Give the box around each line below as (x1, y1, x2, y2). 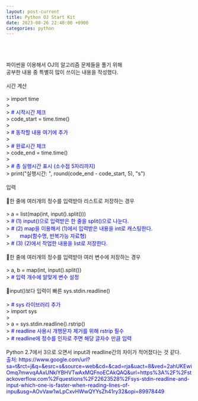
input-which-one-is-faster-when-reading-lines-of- (6, 381, 130, 389)
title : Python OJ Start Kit (6, 14, 76, 20)
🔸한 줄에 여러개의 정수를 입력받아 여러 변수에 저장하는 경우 (6, 254, 141, 261)
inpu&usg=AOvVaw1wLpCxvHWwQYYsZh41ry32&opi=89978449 (6, 388, 165, 395)
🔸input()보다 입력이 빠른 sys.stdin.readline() (6, 288, 111, 295)
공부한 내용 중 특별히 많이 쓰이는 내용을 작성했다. (6, 69, 119, 76)
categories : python (6, 25, 55, 31)
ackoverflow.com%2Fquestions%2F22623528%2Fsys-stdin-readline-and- (6, 375, 190, 383)
